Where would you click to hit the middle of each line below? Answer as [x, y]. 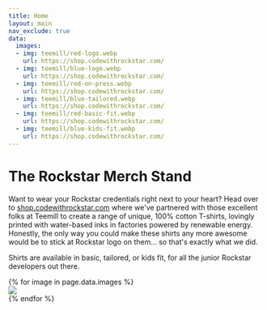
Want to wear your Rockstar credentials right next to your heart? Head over [133, 198]
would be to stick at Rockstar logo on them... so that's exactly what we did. [133, 242]
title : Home [28, 16]
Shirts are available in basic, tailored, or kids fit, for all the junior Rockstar [130, 257]
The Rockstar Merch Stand [100, 176]
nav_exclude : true [39, 31]
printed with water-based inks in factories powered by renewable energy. [131, 224]
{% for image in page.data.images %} [71, 282]
